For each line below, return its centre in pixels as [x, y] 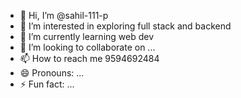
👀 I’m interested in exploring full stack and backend [125, 26]
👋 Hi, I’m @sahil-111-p [64, 15]
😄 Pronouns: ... [52, 73]
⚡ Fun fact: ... [47, 84]
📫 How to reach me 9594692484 [89, 58]
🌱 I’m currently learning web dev [87, 36]
